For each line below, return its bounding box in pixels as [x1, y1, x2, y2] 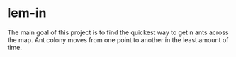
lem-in [7, 5, 47, 21]
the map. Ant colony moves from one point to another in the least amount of [7, 35, 229, 44]
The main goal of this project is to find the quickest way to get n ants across [7, 28, 229, 37]
